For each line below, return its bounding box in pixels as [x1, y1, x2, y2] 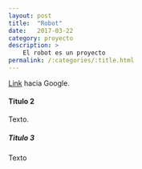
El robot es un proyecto [22, 49, 106, 57]
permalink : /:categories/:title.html [8, 57, 135, 65]
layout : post [8, 11, 52, 20]
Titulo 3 [8, 133, 34, 143]
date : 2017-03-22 [8, 26, 74, 34]
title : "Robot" [8, 19, 63, 27]
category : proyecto [8, 34, 74, 42]
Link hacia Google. [8, 78, 70, 88]
